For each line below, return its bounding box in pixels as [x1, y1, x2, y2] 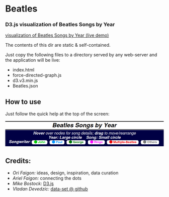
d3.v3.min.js [12, 77, 38, 83]
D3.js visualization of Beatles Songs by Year [5, 21, 115, 28]
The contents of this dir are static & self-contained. [5, 42, 111, 48]
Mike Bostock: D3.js [12, 180, 54, 186]
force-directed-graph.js [12, 72, 62, 78]
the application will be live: [5, 57, 60, 63]
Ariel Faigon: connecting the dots [12, 175, 82, 181]
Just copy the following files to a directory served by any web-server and [5, 52, 157, 58]
